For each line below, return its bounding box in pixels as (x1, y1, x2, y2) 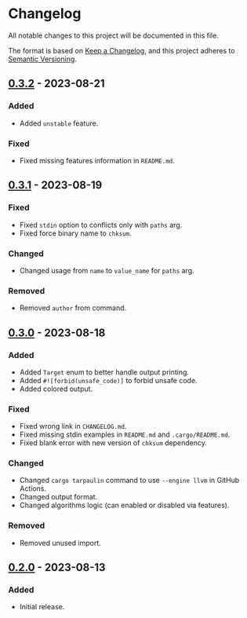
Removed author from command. (19, 303, 127, 313)
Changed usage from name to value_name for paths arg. (19, 265, 194, 275)
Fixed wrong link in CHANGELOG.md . (19, 422, 127, 431)
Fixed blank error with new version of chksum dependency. (19, 438, 208, 448)
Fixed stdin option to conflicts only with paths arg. (19, 220, 183, 229)
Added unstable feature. (19, 119, 99, 128)
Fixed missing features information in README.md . (19, 155, 175, 165)
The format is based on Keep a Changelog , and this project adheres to (8, 46, 235, 55)
